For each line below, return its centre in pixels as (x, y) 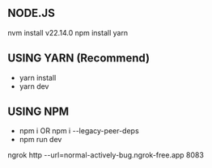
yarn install (38, 78)
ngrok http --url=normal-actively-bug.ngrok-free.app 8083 (106, 155)
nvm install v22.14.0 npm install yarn (68, 32)
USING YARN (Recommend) (79, 59)
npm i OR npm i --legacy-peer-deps (79, 131)
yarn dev (34, 86)
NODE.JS (32, 13)
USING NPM (38, 112)
